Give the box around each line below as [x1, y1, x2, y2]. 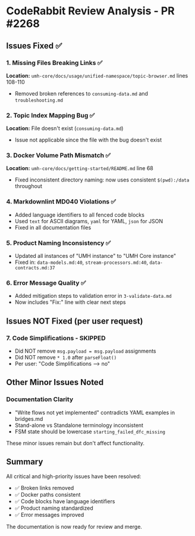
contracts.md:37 [14, 265, 55, 271]
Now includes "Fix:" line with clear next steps [14, 298, 126, 306]
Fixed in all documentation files [14, 224, 92, 231]
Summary [6, 457, 43, 467]
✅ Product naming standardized [14, 504, 93, 512]
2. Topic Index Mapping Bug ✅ [6, 111, 95, 119]
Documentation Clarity [6, 395, 74, 403]
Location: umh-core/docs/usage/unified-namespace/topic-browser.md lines [6, 72, 188, 79]
